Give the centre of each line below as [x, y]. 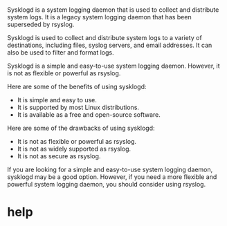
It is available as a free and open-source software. [89, 115]
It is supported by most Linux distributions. [78, 107]
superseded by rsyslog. [41, 25]
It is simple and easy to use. [57, 100]
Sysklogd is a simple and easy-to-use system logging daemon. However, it [113, 66]
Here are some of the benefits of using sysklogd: [77, 87]
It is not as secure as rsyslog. [59, 156]
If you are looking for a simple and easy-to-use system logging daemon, [110, 170]
